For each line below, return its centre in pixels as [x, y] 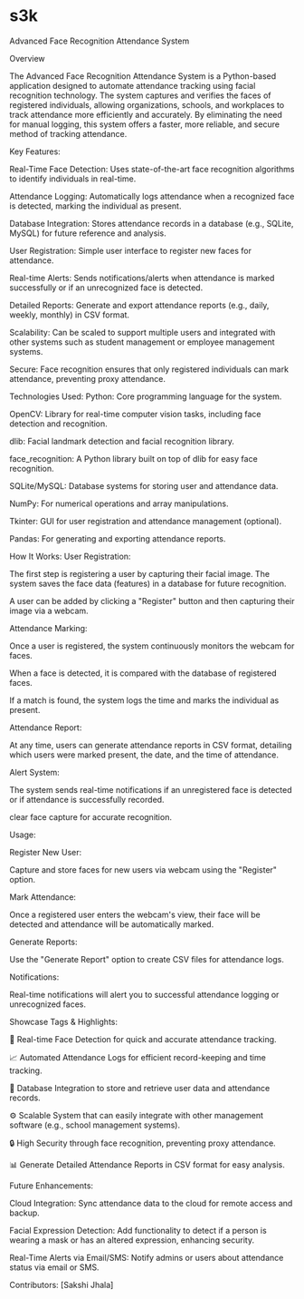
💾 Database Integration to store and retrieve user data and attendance [140, 1088]
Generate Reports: [44, 942]
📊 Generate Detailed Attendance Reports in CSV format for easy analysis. [147, 1164]
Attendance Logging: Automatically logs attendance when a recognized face [152, 196]
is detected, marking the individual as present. [95, 206]
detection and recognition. [59, 424]
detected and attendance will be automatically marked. [112, 924]
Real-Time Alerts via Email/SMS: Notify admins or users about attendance [147, 1257]
